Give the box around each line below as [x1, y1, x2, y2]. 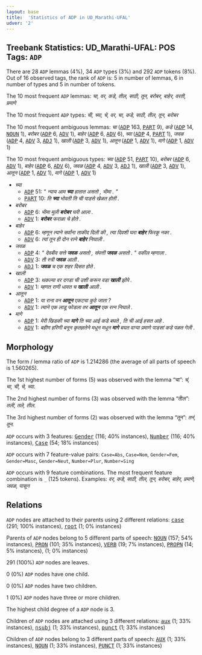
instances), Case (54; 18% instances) [6, 439, 99, 446]
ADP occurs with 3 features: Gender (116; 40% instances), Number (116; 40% [6, 433, 195, 440]
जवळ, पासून [6, 482, 30, 489]
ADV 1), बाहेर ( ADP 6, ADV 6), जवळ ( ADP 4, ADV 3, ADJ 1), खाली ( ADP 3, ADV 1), [6, 163, 186, 170]
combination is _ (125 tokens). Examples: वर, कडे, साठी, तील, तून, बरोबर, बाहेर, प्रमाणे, [6, 476, 195, 482]
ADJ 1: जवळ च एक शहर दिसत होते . [24, 263, 96, 270]
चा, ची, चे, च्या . [6, 383, 36, 390]
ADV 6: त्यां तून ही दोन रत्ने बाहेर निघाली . [24, 236, 106, 243]
